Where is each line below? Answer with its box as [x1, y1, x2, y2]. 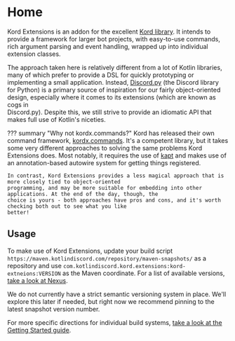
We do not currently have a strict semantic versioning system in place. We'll [7, 290, 227, 298]
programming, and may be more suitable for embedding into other [7, 184, 202, 191]
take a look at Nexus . [7, 276, 68, 284]
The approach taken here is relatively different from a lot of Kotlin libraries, [7, 63, 222, 71]
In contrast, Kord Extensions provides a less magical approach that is [7, 172, 224, 179]
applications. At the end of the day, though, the [7, 190, 159, 197]
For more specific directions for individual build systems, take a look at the [7, 318, 222, 326]
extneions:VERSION [7, 270, 61, 277]
